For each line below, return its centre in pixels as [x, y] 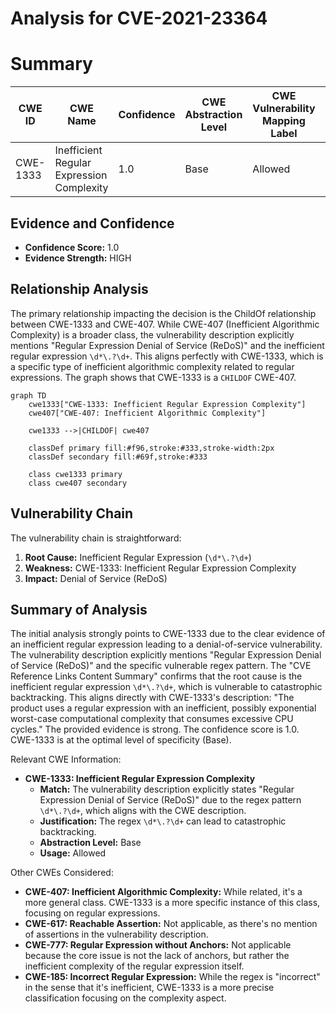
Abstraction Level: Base [90, 843]
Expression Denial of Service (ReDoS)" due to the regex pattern [170, 800]
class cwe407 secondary [78, 483]
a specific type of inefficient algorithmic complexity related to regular [152, 366]
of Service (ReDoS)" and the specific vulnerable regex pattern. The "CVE [161, 666]
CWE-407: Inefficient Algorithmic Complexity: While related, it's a [163, 892]
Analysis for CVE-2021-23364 [139, 18]
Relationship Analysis [79, 289]
